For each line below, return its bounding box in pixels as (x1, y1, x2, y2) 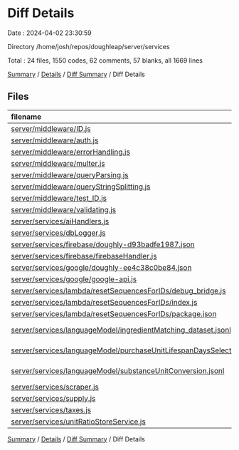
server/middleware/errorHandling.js (11, 147, 130, 157)
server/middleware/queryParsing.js (11, 169, 129, 179)
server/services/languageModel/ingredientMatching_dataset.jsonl (11, 325, 231, 335)
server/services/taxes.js (11, 404, 91, 414)
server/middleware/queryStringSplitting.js (11, 182, 151, 192)
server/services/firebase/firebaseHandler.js (11, 251, 157, 261)
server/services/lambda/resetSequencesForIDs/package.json (11, 308, 217, 318)
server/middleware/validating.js (11, 204, 117, 214)
